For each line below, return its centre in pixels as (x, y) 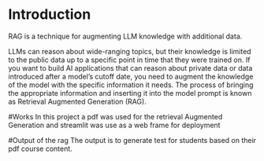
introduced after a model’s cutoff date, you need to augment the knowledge (131, 76)
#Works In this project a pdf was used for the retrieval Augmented (115, 116)
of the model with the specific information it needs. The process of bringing (131, 85)
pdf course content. (40, 148)
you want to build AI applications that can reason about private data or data (130, 68)
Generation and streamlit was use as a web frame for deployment (114, 125)
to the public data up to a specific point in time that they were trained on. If (129, 60)
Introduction (50, 15)
